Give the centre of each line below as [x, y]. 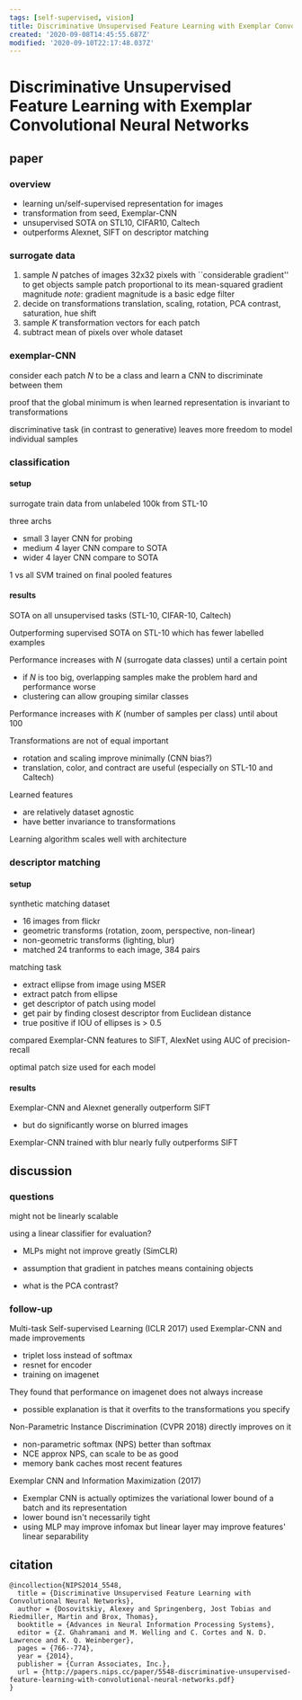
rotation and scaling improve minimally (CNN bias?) [117, 758]
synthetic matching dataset [60, 903]
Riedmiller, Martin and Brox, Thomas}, [84, 1617]
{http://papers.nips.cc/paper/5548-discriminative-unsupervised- [167, 1672]
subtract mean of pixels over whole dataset [102, 333]
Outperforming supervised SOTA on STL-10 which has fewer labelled [137, 633]
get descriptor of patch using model [89, 1004]
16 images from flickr [61, 921]
